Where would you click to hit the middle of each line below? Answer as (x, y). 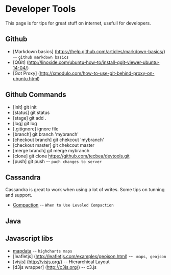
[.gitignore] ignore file (35, 129)
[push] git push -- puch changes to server (57, 161)
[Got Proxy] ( (26, 73)
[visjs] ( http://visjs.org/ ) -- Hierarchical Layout (61, 262)
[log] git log (25, 123)
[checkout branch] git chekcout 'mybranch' (58, 140)
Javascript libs (29, 238)
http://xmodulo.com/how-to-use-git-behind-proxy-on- (97, 73)
